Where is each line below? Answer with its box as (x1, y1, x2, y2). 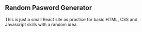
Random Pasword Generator (5, 4, 92, 12)
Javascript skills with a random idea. (5, 21, 78, 27)
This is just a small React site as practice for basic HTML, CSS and (5, 16, 138, 22)
